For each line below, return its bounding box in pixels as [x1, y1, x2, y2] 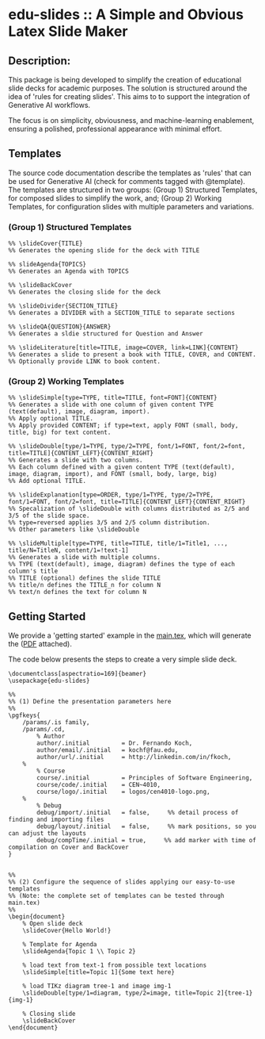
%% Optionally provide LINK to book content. [8, 358, 161, 366]
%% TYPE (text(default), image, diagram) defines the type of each [8, 561, 236, 569]
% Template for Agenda [22, 941, 97, 949]
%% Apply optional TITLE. [8, 415, 93, 423]
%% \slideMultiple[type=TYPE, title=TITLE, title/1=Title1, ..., [8, 539, 228, 548]
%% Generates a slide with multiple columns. [8, 554, 161, 562]
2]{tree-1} [217, 989, 253, 997]
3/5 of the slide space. [8, 512, 90, 520]
